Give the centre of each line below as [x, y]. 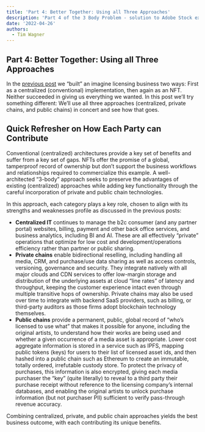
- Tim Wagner [28, 35]
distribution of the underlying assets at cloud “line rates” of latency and [105, 280]
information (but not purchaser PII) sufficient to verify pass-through [100, 397]
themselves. [31, 313]
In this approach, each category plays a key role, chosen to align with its [97, 204]
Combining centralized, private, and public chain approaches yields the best [102, 416]
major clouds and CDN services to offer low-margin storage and [96, 274]
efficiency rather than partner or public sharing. [75, 248]
